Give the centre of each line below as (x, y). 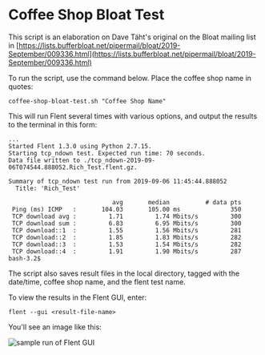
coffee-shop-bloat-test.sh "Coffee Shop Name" (87, 101)
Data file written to (44, 160)
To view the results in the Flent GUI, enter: (78, 297)
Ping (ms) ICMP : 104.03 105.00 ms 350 (126, 209)
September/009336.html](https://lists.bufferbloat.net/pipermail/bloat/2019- (132, 54)
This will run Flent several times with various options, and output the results (133, 116)
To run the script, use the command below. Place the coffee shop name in (130, 78)
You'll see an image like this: (55, 327)
